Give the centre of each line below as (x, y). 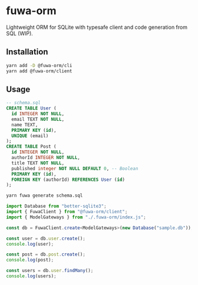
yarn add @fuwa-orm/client (39, 71)
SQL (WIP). (20, 33)
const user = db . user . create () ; (46, 238)
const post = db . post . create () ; (46, 254)
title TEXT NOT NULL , (38, 163)
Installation (27, 52)
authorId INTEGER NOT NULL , (46, 158)
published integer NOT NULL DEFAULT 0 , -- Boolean (75, 168)
